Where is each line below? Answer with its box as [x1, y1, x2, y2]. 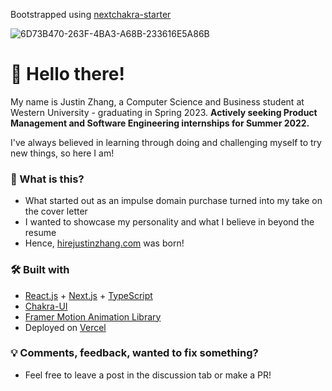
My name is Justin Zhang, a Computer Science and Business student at [10, 95, 305, 108]
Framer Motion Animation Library [24, 310, 162, 323]
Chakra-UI [24, 300, 68, 312]
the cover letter [24, 205, 88, 218]
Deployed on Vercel [24, 321, 107, 333]
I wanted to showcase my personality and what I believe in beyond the [24, 216, 315, 228]
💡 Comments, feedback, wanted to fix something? [10, 346, 259, 360]
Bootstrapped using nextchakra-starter [10, 9, 172, 20]
